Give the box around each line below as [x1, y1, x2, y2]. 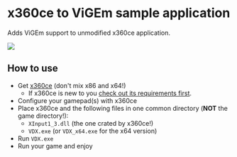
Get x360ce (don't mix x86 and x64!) [17, 81, 126, 90]
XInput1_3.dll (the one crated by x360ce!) [28, 119, 154, 127]
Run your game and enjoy [17, 141, 94, 150]
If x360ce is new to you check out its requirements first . [28, 89, 192, 97]
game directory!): [17, 112, 69, 120]
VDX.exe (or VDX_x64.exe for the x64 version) [28, 126, 158, 135]
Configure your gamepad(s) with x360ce [17, 96, 137, 104]
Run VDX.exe [17, 134, 54, 143]
